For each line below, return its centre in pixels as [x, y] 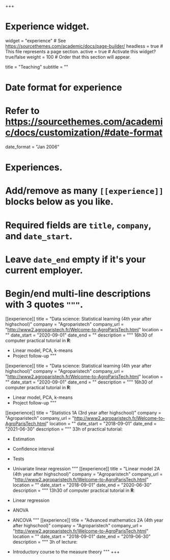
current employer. [44, 270]
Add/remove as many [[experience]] [84, 191]
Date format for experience [64, 88]
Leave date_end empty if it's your [76, 259]
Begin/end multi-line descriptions [78, 294]
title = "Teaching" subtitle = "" [37, 66]
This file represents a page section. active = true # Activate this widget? [81, 51]
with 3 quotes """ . [44, 304]
